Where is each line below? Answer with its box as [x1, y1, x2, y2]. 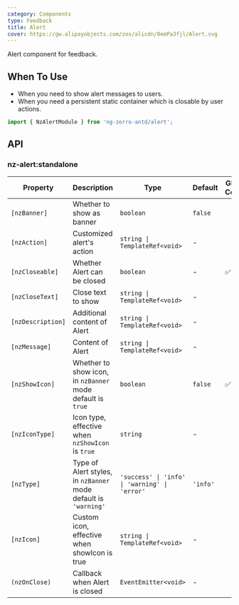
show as [72, 208, 101, 218]
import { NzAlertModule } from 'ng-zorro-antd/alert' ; [7, 118, 174, 126]
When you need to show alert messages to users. [17, 90, 164, 98]
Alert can [72, 267, 103, 277]
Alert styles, [72, 467, 112, 477]
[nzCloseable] [11, 268, 59, 275]
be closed [72, 275, 106, 285]
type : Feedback [7, 17, 53, 24]
